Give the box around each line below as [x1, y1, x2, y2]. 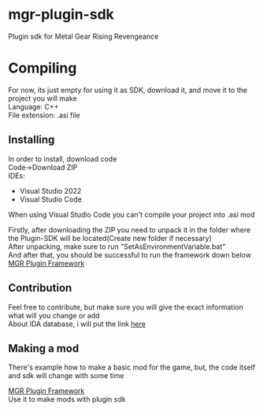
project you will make [8, 93, 77, 103]
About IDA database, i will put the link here [8, 319, 146, 328]
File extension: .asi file [8, 110, 80, 120]
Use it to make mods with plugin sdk [8, 395, 126, 404]
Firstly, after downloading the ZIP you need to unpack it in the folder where [8, 225, 251, 234]
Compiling [8, 59, 77, 77]
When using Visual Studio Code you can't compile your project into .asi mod [8, 210, 255, 219]
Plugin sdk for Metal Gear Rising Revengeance [8, 32, 159, 41]
